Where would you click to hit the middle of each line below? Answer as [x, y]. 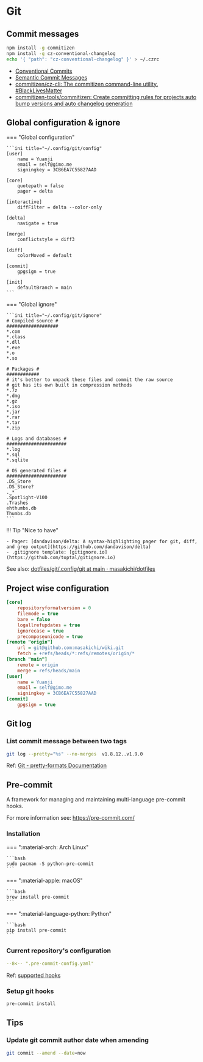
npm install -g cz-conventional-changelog [61, 53]
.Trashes [17, 503]
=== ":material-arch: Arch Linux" [48, 847]
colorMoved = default [45, 256]
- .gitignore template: [37, 552]
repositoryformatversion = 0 [54, 608]
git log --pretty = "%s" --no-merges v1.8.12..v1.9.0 [75, 754]
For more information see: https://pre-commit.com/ [71, 818]
